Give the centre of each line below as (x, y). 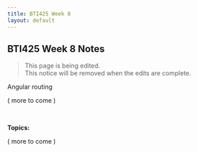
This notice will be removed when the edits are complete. (108, 73)
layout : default (31, 20)
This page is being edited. (62, 66)
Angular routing (30, 87)
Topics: (19, 128)
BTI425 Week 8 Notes (56, 49)
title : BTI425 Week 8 (39, 14)
